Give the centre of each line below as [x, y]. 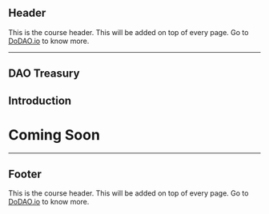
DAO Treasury [44, 74]
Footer [25, 174]
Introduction [40, 100]
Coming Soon [54, 135]
